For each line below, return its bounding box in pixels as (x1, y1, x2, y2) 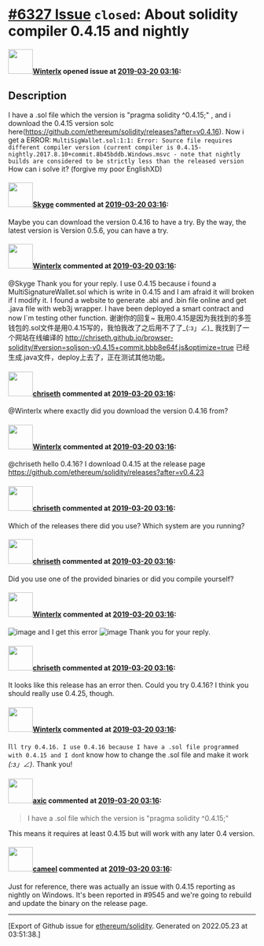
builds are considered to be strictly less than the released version (8, 157, 244, 165)
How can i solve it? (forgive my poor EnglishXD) (8, 164, 163, 174)
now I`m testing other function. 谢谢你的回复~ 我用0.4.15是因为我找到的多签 (8, 313, 252, 322)
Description (8, 89, 67, 103)
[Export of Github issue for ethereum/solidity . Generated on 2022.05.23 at (8, 921, 248, 930)
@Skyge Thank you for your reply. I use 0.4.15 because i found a (8, 279, 217, 288)
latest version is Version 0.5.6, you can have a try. (8, 226, 169, 235)
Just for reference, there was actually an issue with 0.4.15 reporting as (8, 882, 236, 891)
